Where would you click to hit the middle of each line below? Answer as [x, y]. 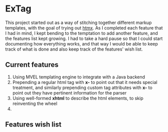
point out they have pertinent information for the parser [69, 92]
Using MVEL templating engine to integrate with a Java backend [79, 77]
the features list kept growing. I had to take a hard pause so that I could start [84, 38]
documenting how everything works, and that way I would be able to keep [81, 43]
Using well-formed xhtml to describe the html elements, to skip [78, 98]
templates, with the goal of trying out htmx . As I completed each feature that [84, 27]
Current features [32, 65]
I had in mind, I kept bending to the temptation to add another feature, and [81, 33]
